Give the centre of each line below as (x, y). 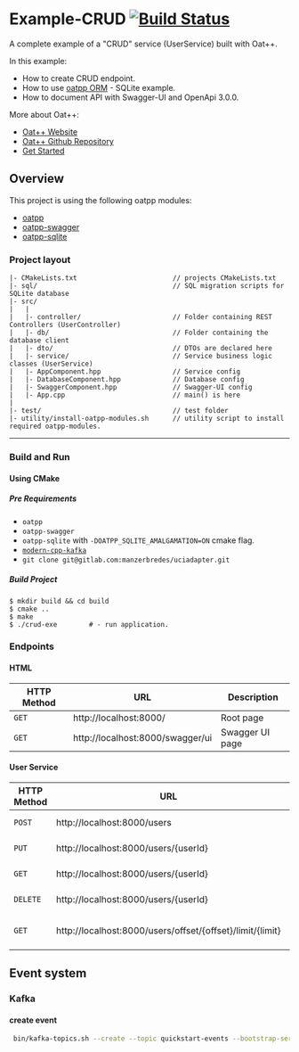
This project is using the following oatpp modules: (101, 200)
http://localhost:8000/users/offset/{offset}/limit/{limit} (169, 930)
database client (39, 341)
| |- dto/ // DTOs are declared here (141, 349)
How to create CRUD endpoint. (79, 78)
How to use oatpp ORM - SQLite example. (99, 87)
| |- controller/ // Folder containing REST (141, 317)
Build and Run (40, 456)
